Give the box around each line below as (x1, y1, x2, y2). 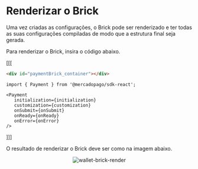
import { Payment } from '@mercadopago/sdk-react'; (6, 81, 136, 87)
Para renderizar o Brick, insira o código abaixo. (6, 47, 121, 55)
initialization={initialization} (14, 97, 96, 103)
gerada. (6, 36, 25, 43)
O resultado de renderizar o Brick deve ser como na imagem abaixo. (6, 145, 173, 152)
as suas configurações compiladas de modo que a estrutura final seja (6, 30, 176, 37)
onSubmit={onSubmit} (14, 107, 65, 113)
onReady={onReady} (14, 113, 60, 119)
